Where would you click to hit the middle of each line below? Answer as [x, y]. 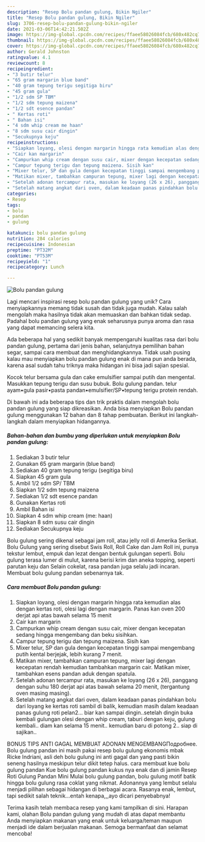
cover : [15, 46]
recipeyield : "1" [29, 261]
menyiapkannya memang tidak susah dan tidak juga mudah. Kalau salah [97, 308]
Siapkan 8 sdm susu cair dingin [55, 522]
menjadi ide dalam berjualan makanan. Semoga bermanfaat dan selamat [97, 827]
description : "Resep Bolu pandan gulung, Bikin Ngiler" [79, 12]
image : [15, 35]
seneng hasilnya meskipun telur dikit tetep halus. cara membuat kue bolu [99, 763]
